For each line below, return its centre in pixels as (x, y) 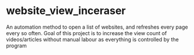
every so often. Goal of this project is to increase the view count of (86, 33)
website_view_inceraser (66, 11)
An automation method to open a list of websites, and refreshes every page (97, 27)
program (16, 46)
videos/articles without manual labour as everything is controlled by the (92, 39)
